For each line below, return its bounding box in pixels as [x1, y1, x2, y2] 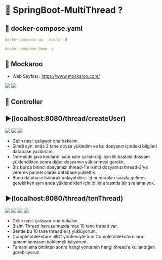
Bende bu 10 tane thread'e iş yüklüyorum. [12, 228, 97, 234]
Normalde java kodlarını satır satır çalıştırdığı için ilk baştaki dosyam [12, 154, 150, 159]
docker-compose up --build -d [5, 37, 68, 42]
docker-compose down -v [5, 46, 54, 51]
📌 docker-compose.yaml [5, 24, 83, 33]
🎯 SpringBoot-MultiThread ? [5, 4, 123, 16]
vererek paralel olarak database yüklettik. [12, 169, 97, 175]
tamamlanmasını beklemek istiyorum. [12, 239, 88, 245]
